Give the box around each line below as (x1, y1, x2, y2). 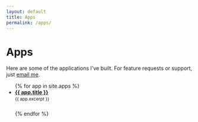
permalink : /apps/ (6, 20, 52, 25)
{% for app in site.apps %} (14, 82, 80, 89)
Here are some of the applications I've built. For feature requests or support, (6, 65, 193, 72)
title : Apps (6, 14, 36, 20)
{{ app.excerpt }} (14, 96, 50, 102)
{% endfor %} (14, 110, 49, 117)
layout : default (6, 8, 46, 15)
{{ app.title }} (14, 89, 49, 96)
